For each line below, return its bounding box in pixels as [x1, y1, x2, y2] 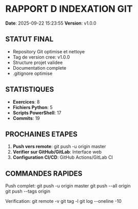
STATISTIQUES [5, 85, 54, 94]
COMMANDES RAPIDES [5, 169, 83, 178]
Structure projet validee [12, 59, 63, 66]
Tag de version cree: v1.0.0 [12, 54, 70, 60]
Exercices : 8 [12, 98, 40, 105]
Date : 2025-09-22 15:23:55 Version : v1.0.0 [5, 20, 96, 26]
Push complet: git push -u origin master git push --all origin [5, 183, 131, 189]
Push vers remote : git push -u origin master [12, 143, 106, 150]
